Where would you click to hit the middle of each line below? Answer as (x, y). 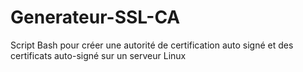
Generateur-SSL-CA (95, 17)
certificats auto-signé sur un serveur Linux (98, 55)
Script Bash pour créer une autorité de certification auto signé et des (152, 45)
